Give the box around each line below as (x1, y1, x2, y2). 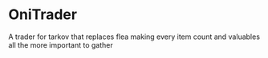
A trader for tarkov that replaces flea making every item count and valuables (8, 32, 261, 41)
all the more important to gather (8, 40, 114, 49)
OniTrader (8, 6, 78, 24)
